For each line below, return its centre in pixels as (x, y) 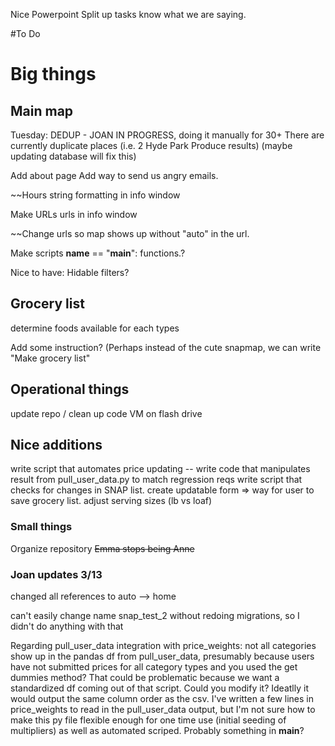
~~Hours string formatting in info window (95, 195)
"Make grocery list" (50, 358)
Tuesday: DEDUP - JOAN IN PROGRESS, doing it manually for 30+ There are (167, 135)
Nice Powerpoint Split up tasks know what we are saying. (128, 14)
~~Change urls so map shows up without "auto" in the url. (130, 233)
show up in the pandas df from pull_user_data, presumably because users (162, 656)
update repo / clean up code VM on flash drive (106, 413)
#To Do (25, 33)
